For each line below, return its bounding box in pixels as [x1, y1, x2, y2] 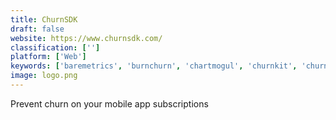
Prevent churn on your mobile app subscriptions [10, 97, 209, 110]
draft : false [10, 24, 65, 34]
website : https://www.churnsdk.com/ [10, 33, 163, 43]
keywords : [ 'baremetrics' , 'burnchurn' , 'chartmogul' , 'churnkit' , [10, 61, 298, 71]
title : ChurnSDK [10, 14, 78, 25]
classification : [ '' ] [10, 42, 101, 53]
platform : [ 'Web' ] [10, 52, 87, 62]
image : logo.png [10, 71, 78, 81]
